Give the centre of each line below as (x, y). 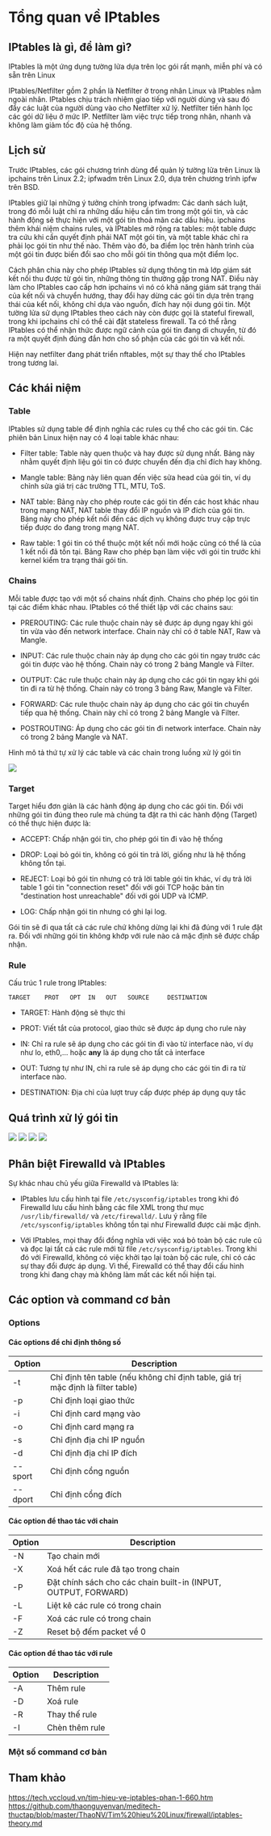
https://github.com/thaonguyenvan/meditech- (85, 1806)
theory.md (25, 1823)
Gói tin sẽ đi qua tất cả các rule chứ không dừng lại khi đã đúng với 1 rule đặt (135, 927)
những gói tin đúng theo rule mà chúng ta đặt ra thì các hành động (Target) (133, 815)
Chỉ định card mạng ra (92, 1426)
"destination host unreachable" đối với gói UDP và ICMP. (114, 896)
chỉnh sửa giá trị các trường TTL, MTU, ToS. (92, 485)
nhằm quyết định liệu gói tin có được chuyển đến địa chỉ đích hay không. (141, 461)
